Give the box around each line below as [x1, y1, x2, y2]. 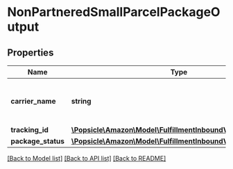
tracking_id [10, 125, 49, 134]
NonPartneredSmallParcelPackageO [7, 4, 221, 20]
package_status [10, 136, 64, 146]
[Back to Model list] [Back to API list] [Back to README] [7, 154, 166, 162]
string [71, 97, 92, 106]
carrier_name [10, 97, 56, 106]
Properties [7, 47, 54, 58]
